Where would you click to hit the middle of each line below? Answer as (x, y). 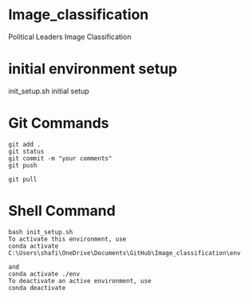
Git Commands (59, 123)
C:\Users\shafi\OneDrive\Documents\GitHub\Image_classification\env (125, 253)
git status (26, 151)
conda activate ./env (44, 274)
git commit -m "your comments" (60, 158)
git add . (25, 144)
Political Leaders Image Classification (70, 37)
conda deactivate (37, 288)
